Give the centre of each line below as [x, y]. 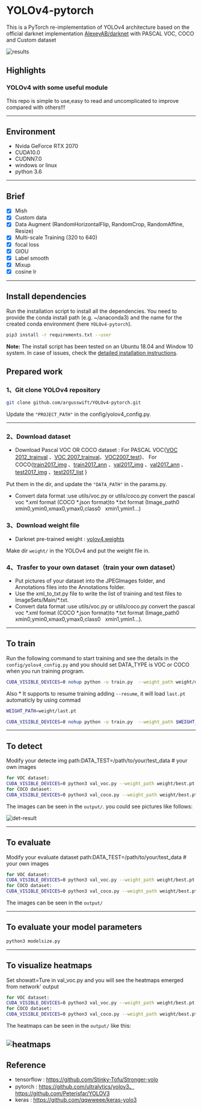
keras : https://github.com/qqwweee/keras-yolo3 [76, 1100]
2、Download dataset [38, 436]
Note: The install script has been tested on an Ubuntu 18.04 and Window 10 [100, 346]
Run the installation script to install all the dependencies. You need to [92, 311]
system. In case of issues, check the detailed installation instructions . [92, 353]
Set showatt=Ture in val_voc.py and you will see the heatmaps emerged [95, 980]
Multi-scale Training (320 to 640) [56, 238]
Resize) [24, 231]
